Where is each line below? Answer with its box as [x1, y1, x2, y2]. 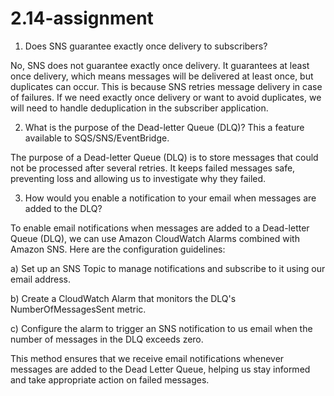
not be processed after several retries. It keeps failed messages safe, [10, 162, 296, 174]
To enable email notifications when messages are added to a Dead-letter [10, 222, 310, 234]
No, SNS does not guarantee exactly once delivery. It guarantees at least [10, 59, 310, 71]
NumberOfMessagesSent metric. [10, 303, 147, 315]
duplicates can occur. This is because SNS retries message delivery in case [10, 80, 323, 92]
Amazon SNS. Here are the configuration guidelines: [10, 243, 226, 255]
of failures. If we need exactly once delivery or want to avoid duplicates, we [10, 91, 322, 103]
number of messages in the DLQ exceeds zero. [10, 333, 204, 345]
